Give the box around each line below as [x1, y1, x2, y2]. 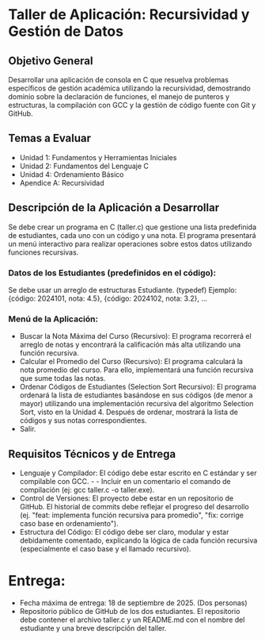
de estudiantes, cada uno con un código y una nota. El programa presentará [8, 230, 256, 240]
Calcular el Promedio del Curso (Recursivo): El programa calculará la [19, 357, 244, 367]
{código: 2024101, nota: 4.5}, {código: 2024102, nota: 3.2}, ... [8, 294, 208, 303]
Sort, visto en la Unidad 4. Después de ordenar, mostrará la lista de [19, 407, 239, 417]
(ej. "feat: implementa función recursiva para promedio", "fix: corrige [19, 510, 244, 520]
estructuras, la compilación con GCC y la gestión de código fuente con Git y [8, 101, 256, 109]
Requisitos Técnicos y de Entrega [8, 447, 176, 461]
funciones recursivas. [8, 248, 79, 257]
